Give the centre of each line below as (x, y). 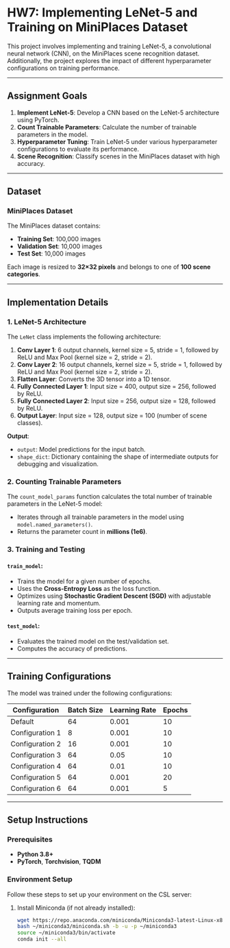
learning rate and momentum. (59, 603)
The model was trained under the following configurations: (90, 693)
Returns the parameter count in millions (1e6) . (82, 532)
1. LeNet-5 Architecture (47, 321)
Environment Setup (40, 879)
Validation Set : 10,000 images (60, 246)
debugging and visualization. (58, 464)
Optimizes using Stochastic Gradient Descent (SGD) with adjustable (114, 596)
